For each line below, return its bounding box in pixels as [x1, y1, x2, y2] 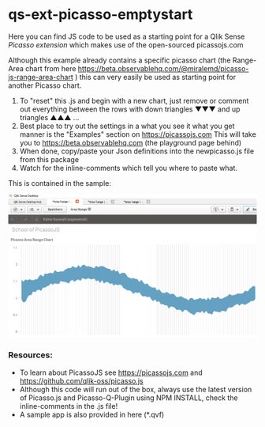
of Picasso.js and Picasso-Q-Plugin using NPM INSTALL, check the [19, 393, 238, 402]
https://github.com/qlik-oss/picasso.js [19, 376, 144, 385]
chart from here [24, 63, 77, 73]
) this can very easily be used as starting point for [74, 72, 237, 81]
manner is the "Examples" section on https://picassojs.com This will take [19, 129, 256, 139]
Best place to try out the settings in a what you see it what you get [19, 121, 235, 130]
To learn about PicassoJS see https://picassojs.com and [19, 368, 203, 377]
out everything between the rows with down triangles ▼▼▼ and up [19, 104, 241, 114]
